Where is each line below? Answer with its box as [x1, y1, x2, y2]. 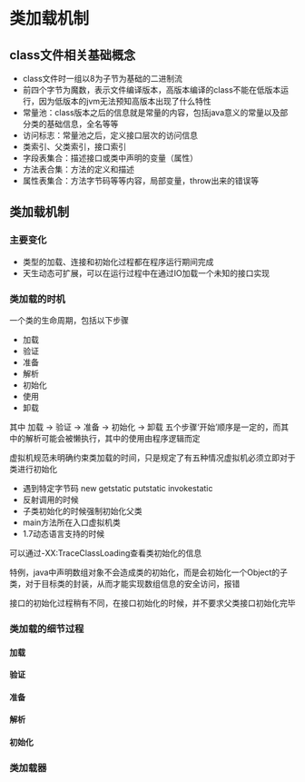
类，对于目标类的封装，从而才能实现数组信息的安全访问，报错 [9, 578, 241, 589]
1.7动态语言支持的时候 [22, 528, 105, 539]
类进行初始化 [9, 463, 57, 474]
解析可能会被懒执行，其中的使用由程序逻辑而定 [25, 432, 201, 443]
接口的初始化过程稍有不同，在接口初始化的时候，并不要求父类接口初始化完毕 [9, 597, 296, 609]
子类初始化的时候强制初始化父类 [22, 505, 143, 516]
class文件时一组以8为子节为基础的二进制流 [22, 74, 183, 84]
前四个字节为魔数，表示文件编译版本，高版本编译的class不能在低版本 [22, 84, 281, 95]
